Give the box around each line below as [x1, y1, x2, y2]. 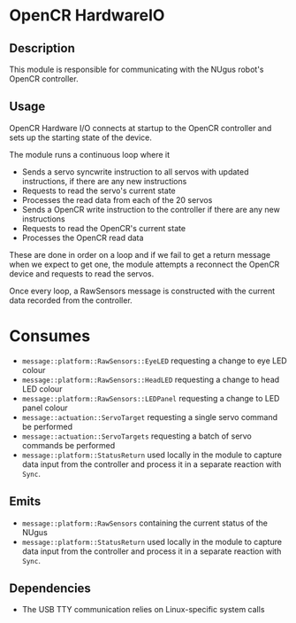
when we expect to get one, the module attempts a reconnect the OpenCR [9, 259, 280, 269]
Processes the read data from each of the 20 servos [21, 194, 213, 205]
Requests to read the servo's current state [21, 185, 176, 196]
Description [9, 41, 75, 56]
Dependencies [9, 580, 91, 596]
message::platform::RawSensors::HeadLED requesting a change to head [21, 374, 280, 385]
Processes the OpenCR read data [21, 232, 144, 243]
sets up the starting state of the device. [9, 132, 153, 143]
